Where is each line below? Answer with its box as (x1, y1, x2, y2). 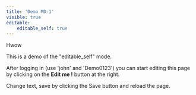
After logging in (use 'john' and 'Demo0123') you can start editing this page (6, 65, 191, 72)
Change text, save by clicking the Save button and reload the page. (6, 83, 170, 90)
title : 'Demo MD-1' (6, 8, 55, 15)
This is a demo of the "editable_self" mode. (6, 53, 112, 60)
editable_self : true (17, 25, 68, 31)
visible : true (6, 14, 42, 20)
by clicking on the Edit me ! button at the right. (6, 71, 120, 78)
